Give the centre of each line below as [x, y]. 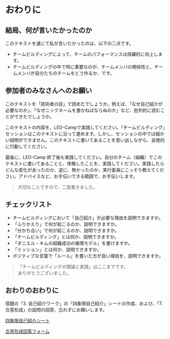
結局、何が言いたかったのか [49, 30]
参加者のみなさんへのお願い [49, 91]
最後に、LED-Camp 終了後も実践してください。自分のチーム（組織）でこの [84, 157]
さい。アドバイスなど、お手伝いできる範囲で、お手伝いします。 [72, 176]
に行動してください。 [27, 146]
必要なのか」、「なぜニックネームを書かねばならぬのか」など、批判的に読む [83, 110]
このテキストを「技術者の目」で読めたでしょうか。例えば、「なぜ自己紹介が [84, 104]
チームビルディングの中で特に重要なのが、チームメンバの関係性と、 [83, 67]
